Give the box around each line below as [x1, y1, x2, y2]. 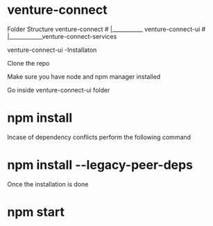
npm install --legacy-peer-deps [7, 158, 193, 173]
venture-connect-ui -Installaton [7, 46, 97, 54]
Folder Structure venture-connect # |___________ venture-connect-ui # [7, 25, 206, 33]
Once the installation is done [7, 180, 89, 188]
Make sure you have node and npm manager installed [7, 72, 161, 81]
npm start [7, 205, 65, 220]
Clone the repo [7, 59, 50, 67]
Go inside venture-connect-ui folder [7, 86, 110, 94]
